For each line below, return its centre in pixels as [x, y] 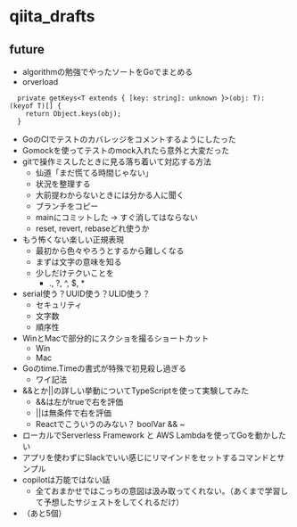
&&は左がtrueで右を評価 [79, 402]
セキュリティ [59, 305]
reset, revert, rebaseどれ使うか [92, 228]
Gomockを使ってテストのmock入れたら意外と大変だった [126, 150]
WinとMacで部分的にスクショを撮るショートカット [115, 338]
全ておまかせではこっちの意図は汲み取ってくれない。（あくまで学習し [162, 491]
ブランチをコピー [67, 206]
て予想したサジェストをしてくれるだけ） [110, 502]
